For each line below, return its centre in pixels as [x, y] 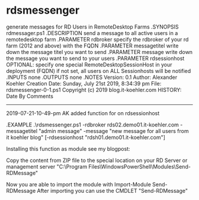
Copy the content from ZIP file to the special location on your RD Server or [97, 160]
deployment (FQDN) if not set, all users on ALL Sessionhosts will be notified [99, 71]
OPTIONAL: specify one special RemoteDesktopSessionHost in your [89, 64]
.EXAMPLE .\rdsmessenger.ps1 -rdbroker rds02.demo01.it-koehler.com [93, 125]
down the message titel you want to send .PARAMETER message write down [99, 52]
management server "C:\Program [47, 166]
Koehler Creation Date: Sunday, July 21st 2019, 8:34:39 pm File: [84, 83]
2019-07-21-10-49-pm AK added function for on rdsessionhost [83, 113]
